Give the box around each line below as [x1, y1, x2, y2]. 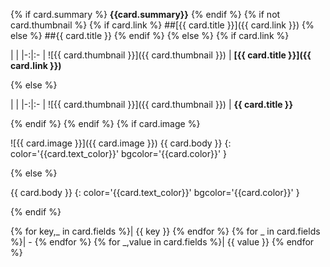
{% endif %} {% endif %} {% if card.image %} [10, 118, 201, 129]
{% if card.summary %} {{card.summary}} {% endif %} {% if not [10, 9, 281, 20]
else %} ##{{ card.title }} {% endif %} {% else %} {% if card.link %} [10, 30, 290, 41]
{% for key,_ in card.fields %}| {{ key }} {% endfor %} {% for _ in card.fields [10, 225, 321, 237]
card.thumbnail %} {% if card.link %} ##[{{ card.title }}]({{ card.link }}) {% [10, 19, 315, 31]
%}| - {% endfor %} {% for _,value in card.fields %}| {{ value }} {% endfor [10, 236, 315, 248]
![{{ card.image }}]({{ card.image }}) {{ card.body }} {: [10, 137, 232, 149]
